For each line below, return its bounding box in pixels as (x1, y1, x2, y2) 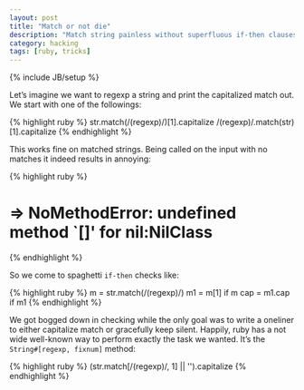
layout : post (9, 13, 59, 23)
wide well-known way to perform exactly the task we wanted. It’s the (9, 334, 265, 345)
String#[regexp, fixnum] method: (9, 344, 136, 355)
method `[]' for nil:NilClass (9, 222, 214, 243)
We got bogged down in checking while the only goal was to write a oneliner (9, 315, 294, 326)
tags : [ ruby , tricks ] (9, 47, 91, 56)
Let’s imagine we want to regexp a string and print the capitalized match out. (9, 90, 295, 101)
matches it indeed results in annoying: (9, 153, 151, 164)
